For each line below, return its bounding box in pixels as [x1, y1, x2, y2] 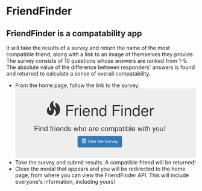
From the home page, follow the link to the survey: [14, 82, 140, 89]
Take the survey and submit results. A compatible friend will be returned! [14, 159, 196, 166]
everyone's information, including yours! [14, 178, 116, 186]
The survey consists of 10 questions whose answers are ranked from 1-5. [6, 57, 188, 64]
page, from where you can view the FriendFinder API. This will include [14, 172, 189, 179]
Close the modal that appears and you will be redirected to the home [14, 165, 186, 173]
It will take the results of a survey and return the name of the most [6, 44, 170, 51]
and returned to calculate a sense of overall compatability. [6, 70, 151, 77]
